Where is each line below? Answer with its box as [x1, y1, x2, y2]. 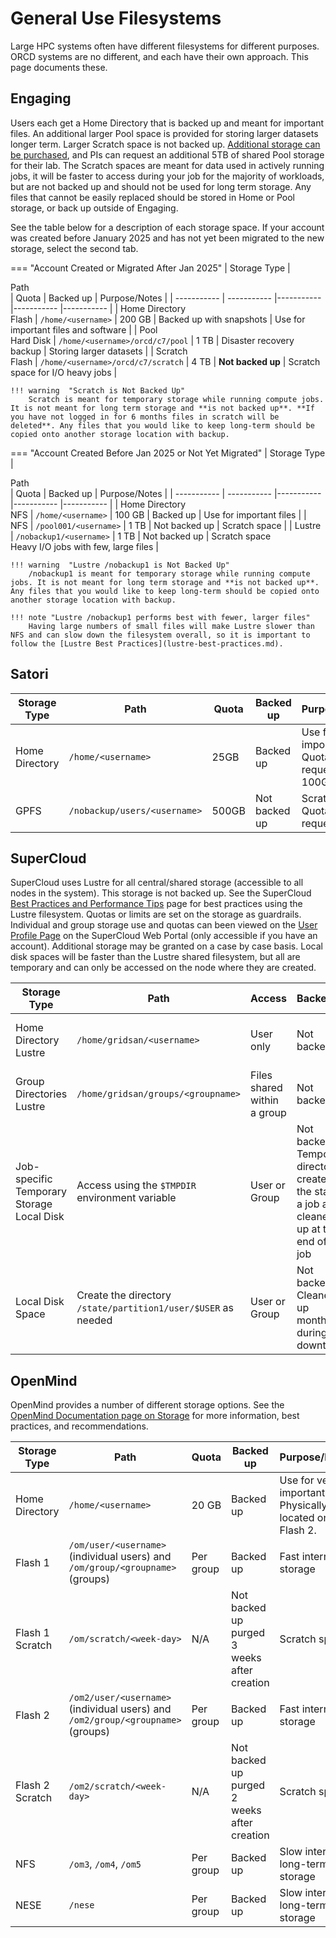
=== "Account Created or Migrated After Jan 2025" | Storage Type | [10, 262, 291, 274]
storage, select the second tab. [10, 242, 139, 254]
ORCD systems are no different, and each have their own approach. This [10, 50, 309, 62]
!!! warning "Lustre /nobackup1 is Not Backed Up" [10, 560, 230, 570]
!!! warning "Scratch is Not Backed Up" [10, 385, 186, 396]
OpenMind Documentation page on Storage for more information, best [10, 1410, 300, 1422]
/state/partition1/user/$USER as [76, 1301, 235, 1315]
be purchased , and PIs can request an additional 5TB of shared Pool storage [10, 148, 325, 161]
